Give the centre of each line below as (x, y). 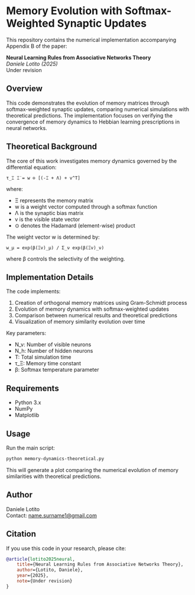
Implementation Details (50, 277)
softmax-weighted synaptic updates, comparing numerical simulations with (97, 109)
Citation (21, 534)
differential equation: (31, 167)
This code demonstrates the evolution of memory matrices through (88, 103)
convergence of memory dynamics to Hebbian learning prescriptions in (93, 122)
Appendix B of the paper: (37, 46)
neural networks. (27, 128)
